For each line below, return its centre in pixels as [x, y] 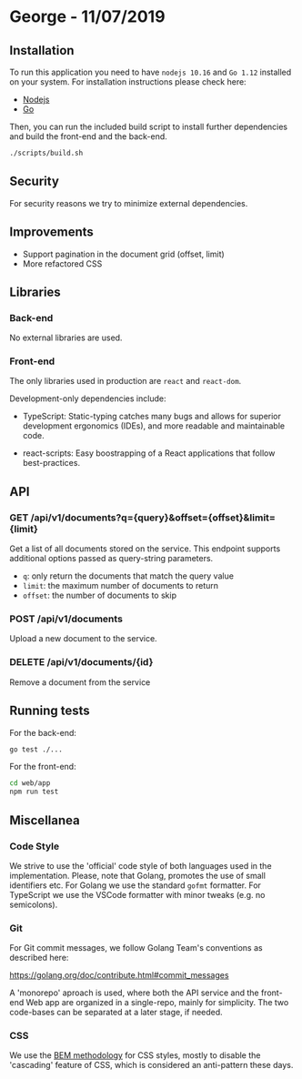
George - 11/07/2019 [87, 17]
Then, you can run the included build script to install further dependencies [149, 126]
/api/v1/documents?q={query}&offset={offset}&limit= [153, 518]
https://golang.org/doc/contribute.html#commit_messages [119, 975]
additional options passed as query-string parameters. [111, 559]
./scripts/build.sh [46, 153]
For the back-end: [43, 732]
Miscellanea [45, 820]
